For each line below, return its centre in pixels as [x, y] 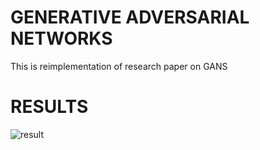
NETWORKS [61, 38]
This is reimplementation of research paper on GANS [119, 66]
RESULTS [49, 107]
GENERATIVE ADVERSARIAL [130, 17]
